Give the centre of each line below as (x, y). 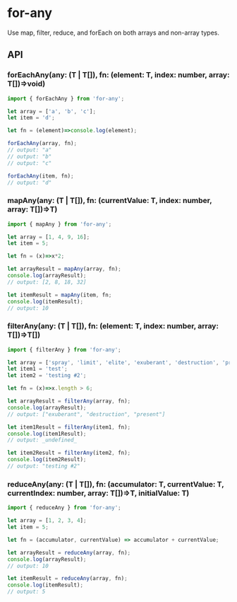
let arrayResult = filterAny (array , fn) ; (69, 401)
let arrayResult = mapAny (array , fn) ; (64, 269)
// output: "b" (30, 156)
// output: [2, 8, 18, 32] (47, 282)
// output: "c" (30, 163)
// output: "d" (30, 183)
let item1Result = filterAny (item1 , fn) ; (69, 427)
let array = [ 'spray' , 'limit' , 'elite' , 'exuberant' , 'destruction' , (113, 362)
